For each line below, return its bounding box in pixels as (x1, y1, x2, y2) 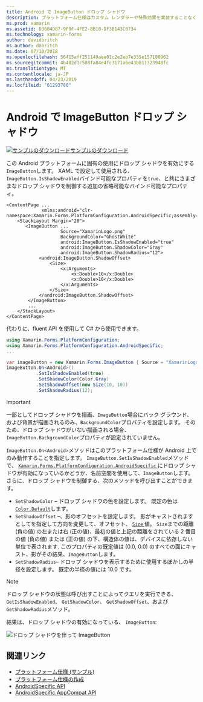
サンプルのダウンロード (70, 146, 129, 154)
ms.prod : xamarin (6, 20, 50, 26)
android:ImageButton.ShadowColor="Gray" (60, 244, 164, 251)
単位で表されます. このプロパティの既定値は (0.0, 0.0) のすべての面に (14, 542, 186, 550)
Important (6, 398, 31, 405)
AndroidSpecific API (14, 682, 65, 689)
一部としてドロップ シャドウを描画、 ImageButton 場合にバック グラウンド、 (6, 411, 192, 418)
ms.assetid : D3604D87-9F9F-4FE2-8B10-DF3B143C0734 (6, 25, 137, 32)
